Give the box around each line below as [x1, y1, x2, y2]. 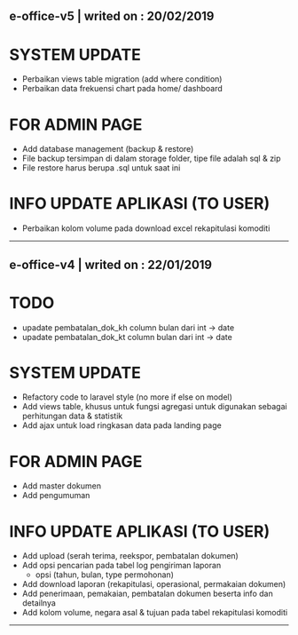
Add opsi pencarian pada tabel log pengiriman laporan [21, 560, 222, 571]
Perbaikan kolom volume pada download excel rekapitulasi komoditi [21, 223, 271, 234]
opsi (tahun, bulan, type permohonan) [35, 569, 175, 580]
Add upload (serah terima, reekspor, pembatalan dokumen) [21, 551, 239, 561]
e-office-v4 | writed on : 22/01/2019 [9, 257, 213, 272]
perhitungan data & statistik [21, 410, 123, 422]
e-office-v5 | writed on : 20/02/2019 [9, 9, 215, 24]
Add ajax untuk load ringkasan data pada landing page [21, 420, 222, 431]
